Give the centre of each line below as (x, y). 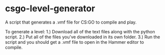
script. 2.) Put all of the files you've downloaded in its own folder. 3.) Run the (82, 37)
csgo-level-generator (50, 9)
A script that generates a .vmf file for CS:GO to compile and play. (71, 22)
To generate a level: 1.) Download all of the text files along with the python (80, 31)
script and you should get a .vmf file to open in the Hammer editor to (75, 42)
